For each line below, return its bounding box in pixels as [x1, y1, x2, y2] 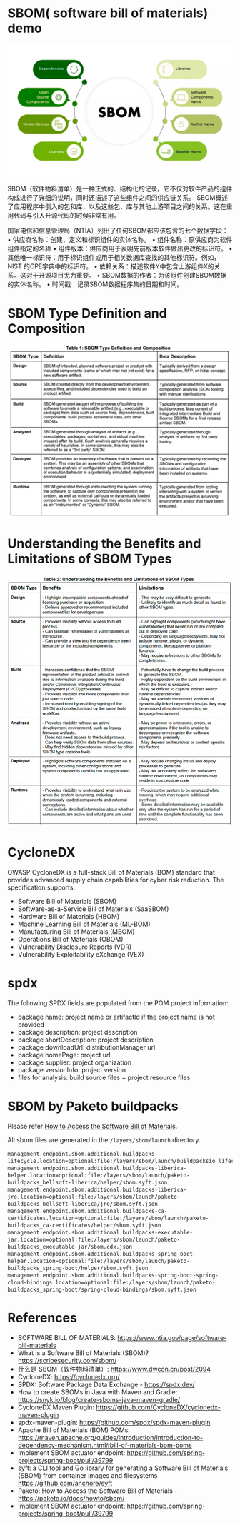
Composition [7, 321, 86, 337]
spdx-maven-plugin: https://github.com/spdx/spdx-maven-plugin [17, 1419, 211, 1426]
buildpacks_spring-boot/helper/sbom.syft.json [7, 1265, 149, 1272]
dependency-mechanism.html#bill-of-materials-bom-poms [17, 1441, 193, 1449]
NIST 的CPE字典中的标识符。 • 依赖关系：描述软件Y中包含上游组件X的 [7, 262, 214, 271]
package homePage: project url [17, 1051, 111, 1060]
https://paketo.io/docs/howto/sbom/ [17, 1494, 125, 1502]
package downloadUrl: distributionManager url [17, 1043, 156, 1052]
